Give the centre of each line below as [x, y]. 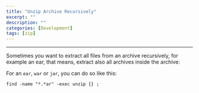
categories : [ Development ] [39, 28]
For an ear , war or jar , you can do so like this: [62, 74]
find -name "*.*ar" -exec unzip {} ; [53, 84]
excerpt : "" [21, 17]
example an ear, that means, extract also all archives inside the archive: [93, 62]
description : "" [26, 22]
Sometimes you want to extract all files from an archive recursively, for [92, 56]
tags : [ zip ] [21, 34]
